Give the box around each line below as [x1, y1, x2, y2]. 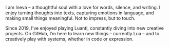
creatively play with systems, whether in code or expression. [5, 36, 134, 42]
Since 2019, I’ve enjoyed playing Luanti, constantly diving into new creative [5, 25, 164, 31]
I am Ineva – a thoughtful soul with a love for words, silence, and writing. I [5, 5, 161, 10]
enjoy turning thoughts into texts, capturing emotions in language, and [5, 10, 154, 16]
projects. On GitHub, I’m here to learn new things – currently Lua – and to [5, 31, 160, 36]
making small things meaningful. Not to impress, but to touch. [5, 15, 136, 21]
